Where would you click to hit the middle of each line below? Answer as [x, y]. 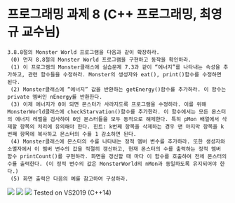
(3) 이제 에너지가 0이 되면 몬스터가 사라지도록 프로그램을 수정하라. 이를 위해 [108, 104]
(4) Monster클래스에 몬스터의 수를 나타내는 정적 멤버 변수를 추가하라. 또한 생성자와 [118, 141]
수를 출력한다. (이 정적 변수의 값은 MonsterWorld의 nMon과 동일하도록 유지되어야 [112, 164]
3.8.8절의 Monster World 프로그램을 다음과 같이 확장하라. [83, 52]
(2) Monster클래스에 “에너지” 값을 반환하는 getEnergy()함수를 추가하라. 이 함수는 [118, 89]
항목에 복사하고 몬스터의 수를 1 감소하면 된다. [78, 134]
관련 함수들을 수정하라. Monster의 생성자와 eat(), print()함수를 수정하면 [125, 74]
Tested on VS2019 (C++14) [73, 192]
